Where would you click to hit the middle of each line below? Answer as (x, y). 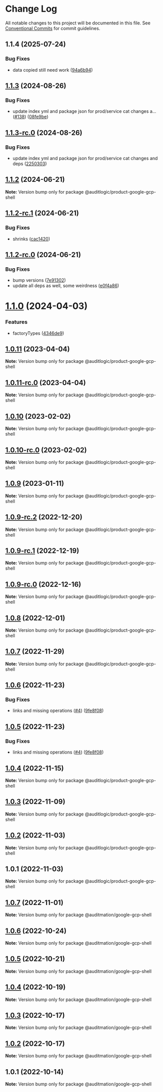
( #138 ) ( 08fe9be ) (30, 117)
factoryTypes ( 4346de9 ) (38, 333)
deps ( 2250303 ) (30, 164)
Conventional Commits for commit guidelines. (53, 28)
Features (16, 322)
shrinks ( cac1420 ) (31, 239)
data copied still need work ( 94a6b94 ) (53, 70)
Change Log (31, 9)
